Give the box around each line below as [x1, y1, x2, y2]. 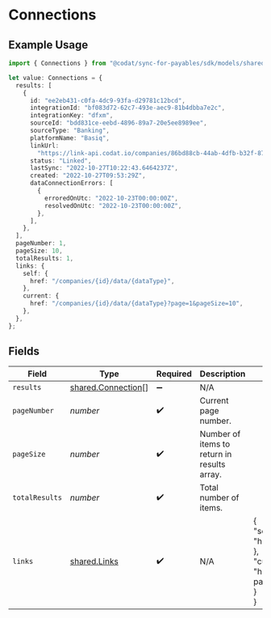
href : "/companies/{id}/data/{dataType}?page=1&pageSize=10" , [29, 299, 244, 308]
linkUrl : [29, 142, 60, 150]
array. [199, 469, 222, 480]
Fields [8, 345, 40, 358]
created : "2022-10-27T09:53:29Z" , [29, 171, 147, 180]
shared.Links [69, 556, 119, 567]
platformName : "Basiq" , [29, 133, 110, 142]
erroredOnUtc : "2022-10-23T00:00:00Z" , [44, 194, 179, 202]
